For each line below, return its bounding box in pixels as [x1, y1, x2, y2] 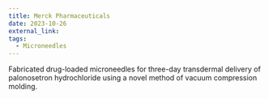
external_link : [8, 27, 60, 35]
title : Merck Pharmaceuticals [8, 11, 111, 20]
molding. [8, 82, 38, 92]
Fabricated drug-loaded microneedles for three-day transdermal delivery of [8, 64, 261, 74]
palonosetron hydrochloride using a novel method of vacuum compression [8, 73, 258, 83]
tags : [8, 34, 27, 43]
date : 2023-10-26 [8, 19, 67, 28]
